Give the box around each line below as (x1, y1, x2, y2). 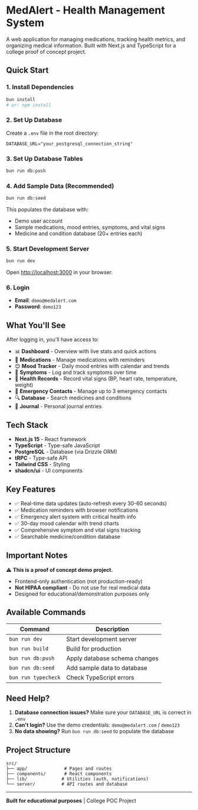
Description (95, 624, 130, 633)
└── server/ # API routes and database (6, 781, 128, 788)
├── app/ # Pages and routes (6, 766, 112, 772)
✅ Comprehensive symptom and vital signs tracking (14, 526, 141, 534)
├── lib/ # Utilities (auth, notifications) (6, 776, 149, 782)
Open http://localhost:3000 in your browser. (6, 269, 113, 276)
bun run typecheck (9, 674, 61, 681)
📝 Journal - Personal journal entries (14, 403, 102, 410)
